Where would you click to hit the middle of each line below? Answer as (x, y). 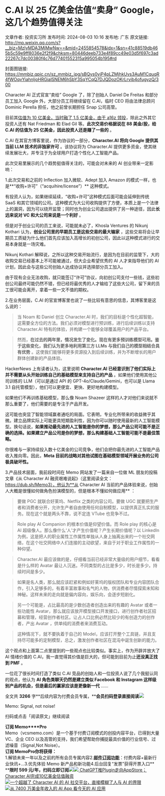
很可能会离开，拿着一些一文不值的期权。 (50, 290)
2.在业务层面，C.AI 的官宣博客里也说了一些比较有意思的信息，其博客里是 (79, 300)
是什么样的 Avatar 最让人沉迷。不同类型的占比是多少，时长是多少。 (85, 565)
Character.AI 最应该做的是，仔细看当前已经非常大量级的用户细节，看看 (88, 559)
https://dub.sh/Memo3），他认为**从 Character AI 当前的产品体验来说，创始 (82, 485)
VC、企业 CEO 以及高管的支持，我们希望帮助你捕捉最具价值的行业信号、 (78, 739)
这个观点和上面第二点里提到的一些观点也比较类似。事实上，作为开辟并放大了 (82, 650)
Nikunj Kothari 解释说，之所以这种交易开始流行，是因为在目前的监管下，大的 (82, 254)
